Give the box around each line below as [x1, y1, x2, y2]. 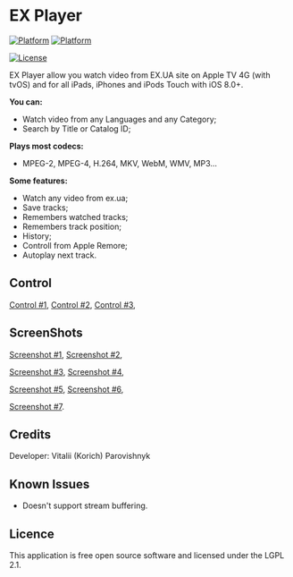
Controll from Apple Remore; [21, 240, 128, 250]
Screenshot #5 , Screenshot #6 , [9, 384, 124, 395]
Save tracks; [21, 202, 69, 213]
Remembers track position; [21, 221, 122, 232]
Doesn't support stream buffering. [21, 500, 148, 511]
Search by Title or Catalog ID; [21, 123, 131, 134]
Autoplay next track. [21, 250, 96, 260]
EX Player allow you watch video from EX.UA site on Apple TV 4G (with [9, 69, 271, 81]
